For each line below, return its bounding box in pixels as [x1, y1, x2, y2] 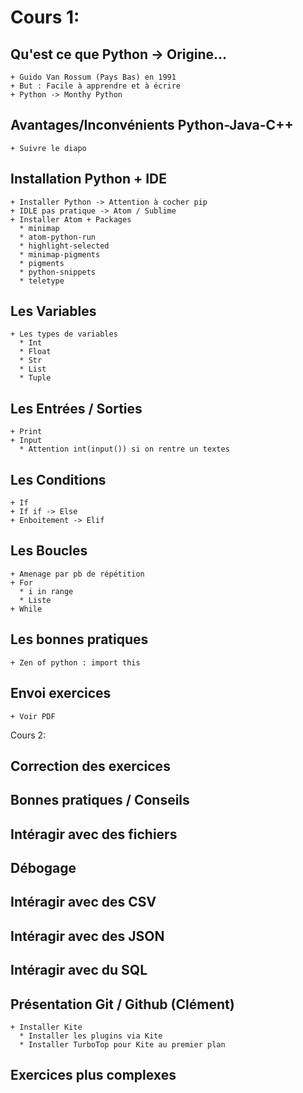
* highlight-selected [19, 241, 110, 251]
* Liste [19, 595, 52, 605]
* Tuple [19, 373, 52, 383]
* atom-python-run [19, 232, 97, 242]
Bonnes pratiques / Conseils [10, 792, 190, 809]
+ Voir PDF [10, 711, 56, 721]
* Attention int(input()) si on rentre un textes [19, 444, 230, 455]
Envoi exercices [10, 685, 112, 702]
